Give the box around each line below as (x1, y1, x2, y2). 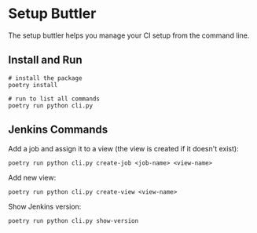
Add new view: (8, 173, 57, 182)
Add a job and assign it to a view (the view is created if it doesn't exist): (8, 144, 239, 153)
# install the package (8, 74, 83, 82)
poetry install (8, 81, 58, 89)
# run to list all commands (8, 95, 101, 103)
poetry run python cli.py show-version (8, 217, 139, 224)
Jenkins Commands (8, 123, 108, 137)
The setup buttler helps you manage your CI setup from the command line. (8, 31, 250, 40)
